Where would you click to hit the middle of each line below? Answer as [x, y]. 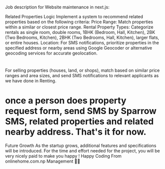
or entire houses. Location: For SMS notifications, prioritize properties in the [82, 43]
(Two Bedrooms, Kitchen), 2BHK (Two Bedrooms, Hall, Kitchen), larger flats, [82, 37]
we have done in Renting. [31, 81]
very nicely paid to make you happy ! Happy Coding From [63, 156]
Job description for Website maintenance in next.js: [57, 7]
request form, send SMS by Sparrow [81, 111]
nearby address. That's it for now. [76, 132]
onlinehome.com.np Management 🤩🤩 [43, 161]
